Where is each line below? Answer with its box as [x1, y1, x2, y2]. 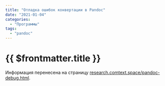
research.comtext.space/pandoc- [89, 69, 160, 75]
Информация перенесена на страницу [5, 69, 89, 75]
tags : [5, 26, 17, 31]
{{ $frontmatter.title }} [5, 53, 101, 64]
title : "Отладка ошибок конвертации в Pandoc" [5, 7, 106, 13]
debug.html [5, 74, 29, 81]
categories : [5, 17, 30, 22]
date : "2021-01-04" [5, 12, 47, 17]
